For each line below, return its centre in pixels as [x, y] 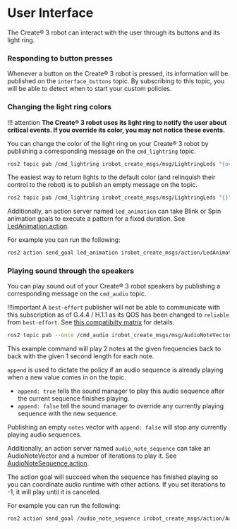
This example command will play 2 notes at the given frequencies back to [114, 349]
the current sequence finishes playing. [73, 399]
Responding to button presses [60, 58]
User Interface [50, 13]
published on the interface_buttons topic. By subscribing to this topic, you [116, 81]
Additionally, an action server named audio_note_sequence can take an [109, 449]
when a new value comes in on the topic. [67, 377]
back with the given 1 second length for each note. [81, 356]
